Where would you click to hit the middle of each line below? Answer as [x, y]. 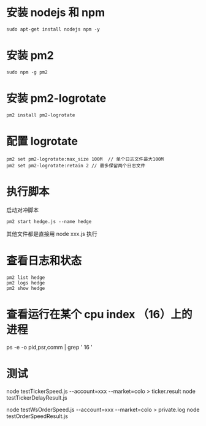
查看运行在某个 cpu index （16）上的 [99, 314]
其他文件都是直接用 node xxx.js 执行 [52, 234]
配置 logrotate [42, 141]
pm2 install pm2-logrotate [41, 115]
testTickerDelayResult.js [37, 397]
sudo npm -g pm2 [27, 72]
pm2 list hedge [26, 277]
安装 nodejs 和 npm [56, 13]
